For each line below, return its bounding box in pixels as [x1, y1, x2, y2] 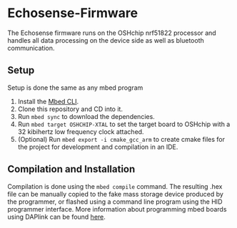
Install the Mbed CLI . [17, 97, 79, 105]
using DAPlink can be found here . [7, 212, 106, 221]
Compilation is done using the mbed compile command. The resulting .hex [7, 182, 223, 190]
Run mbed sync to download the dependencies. [17, 112, 155, 120]
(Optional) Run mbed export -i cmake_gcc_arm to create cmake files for [17, 135, 226, 143]
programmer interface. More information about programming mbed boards [7, 204, 227, 213]
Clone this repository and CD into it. [17, 105, 123, 113]
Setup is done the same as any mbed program [7, 83, 143, 92]
